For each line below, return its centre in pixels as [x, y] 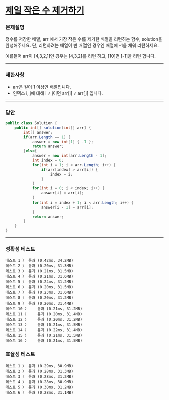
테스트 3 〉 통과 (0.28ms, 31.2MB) [39, 377]
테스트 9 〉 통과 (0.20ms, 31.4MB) [39, 304]
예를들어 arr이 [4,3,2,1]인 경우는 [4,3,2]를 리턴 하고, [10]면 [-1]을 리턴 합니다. [80, 56]
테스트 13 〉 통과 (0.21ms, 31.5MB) [44, 325]
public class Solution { [31, 123]
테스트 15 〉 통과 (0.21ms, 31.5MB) [44, 335]
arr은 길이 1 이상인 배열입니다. [42, 87]
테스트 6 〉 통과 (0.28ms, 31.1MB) [39, 392]
